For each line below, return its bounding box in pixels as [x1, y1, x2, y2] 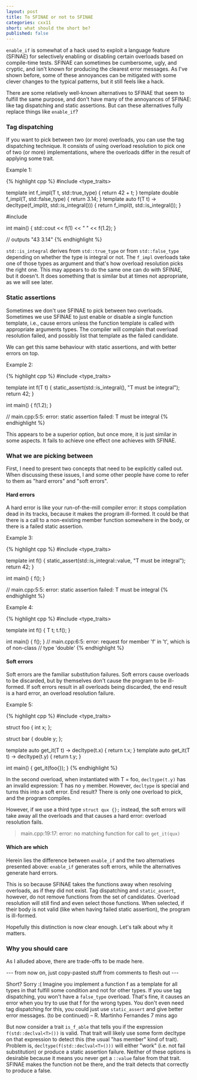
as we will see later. [6, 279, 54, 286]
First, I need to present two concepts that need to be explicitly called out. [6, 465, 183, 472]
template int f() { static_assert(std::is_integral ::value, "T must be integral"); [6, 557, 186, 564]
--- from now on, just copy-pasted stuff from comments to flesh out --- [6, 969, 179, 976]
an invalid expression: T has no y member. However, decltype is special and [6, 782, 189, 790]
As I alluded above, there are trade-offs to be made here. [6, 957, 144, 965]
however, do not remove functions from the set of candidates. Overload [6, 893, 179, 900]
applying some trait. [6, 155, 55, 162]
